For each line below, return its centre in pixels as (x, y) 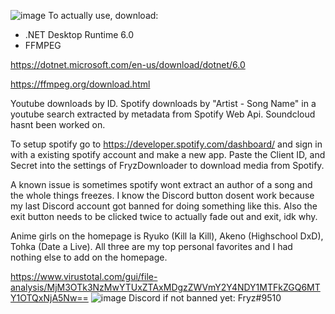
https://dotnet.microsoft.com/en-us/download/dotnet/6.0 (128, 64)
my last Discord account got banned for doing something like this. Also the (164, 206)
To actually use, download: (103, 15)
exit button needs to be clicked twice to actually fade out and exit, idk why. (164, 216)
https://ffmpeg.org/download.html (80, 84)
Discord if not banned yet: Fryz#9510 (205, 298)
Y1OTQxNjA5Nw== (49, 298)
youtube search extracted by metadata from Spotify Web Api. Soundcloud (163, 114)
